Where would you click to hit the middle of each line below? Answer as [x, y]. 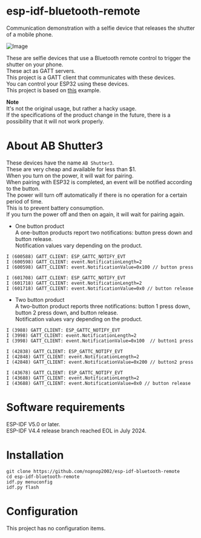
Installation [35, 455]
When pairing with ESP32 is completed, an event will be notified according [99, 182]
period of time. [25, 201]
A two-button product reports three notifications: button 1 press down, [103, 306]
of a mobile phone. [30, 34]
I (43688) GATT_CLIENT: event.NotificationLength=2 [73, 378]
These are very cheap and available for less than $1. [71, 169]
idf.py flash [23, 487]
